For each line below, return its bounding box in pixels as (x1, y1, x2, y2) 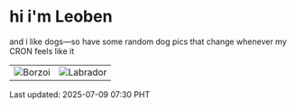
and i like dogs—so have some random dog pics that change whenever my (9, 36, 287, 47)
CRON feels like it (9, 45, 75, 56)
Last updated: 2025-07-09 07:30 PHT (9, 88, 151, 100)
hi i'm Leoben (9, 6, 113, 27)
